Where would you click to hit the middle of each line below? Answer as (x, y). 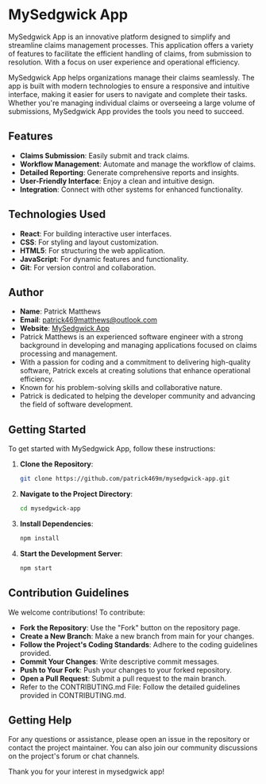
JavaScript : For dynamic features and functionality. (104, 259)
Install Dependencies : (56, 524)
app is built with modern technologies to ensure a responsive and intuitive (129, 86)
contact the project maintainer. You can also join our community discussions (133, 748)
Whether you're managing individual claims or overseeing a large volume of (132, 103)
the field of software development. (76, 404)
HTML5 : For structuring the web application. (92, 250)
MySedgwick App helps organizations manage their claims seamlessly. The (132, 77)
